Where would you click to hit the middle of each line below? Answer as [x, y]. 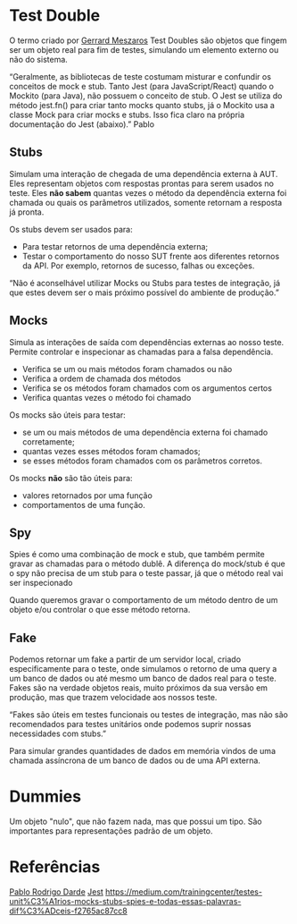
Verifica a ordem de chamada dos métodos [101, 378]
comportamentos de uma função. [83, 504]
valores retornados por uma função [87, 495]
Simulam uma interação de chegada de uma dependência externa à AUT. [144, 174]
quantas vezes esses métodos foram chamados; [111, 451]
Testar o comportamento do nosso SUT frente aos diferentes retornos [151, 256]
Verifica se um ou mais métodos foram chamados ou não [127, 369]
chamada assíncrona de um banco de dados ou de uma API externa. [135, 760]
